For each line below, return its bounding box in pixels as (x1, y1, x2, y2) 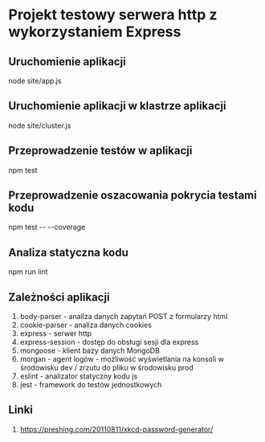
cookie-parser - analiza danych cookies (19, 320, 153, 330)
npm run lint (8, 267, 48, 276)
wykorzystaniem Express (8, 23, 181, 41)
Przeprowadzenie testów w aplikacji (8, 144, 193, 158)
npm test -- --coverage (8, 223, 86, 232)
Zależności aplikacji (8, 290, 110, 304)
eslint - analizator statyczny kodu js (19, 371, 138, 381)
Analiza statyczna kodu (8, 245, 128, 259)
